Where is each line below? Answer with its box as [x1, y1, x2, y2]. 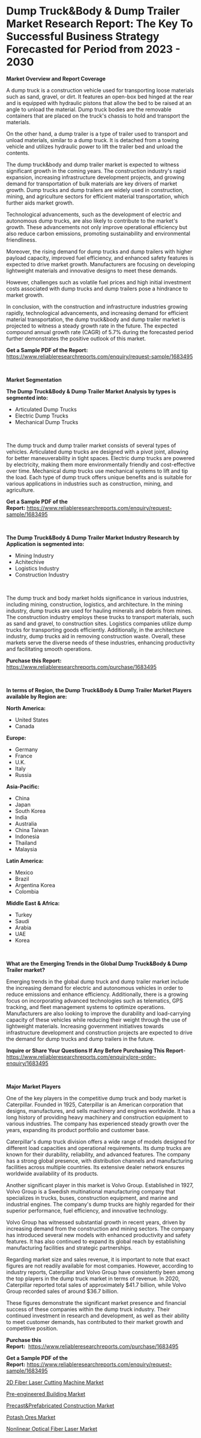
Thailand [14, 839, 37, 846]
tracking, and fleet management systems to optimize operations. [6, 1003, 166, 1010]
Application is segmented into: [6, 540, 85, 547]
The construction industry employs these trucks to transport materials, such [6, 613, 194, 620]
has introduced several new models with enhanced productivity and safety [6, 1231, 191, 1238]
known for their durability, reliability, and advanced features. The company [6, 1151, 190, 1158]
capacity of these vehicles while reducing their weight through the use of [6, 1016, 187, 1023]
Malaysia [14, 845, 37, 852]
